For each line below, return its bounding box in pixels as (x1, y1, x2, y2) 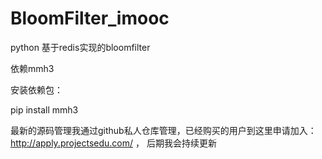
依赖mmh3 (10, 62, 55, 74)
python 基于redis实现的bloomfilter (10, 41, 151, 53)
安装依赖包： (10, 83, 63, 96)
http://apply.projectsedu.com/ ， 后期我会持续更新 (10, 137, 217, 149)
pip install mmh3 (10, 103, 79, 116)
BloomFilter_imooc (10, 7, 170, 30)
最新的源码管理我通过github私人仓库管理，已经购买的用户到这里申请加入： (10, 124, 317, 136)
